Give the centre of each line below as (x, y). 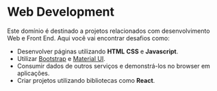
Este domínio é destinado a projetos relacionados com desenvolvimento (108, 31)
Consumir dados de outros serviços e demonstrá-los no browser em (114, 66)
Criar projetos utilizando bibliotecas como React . (86, 80)
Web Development (61, 12)
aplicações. (33, 73)
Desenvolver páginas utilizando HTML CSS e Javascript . (98, 51)
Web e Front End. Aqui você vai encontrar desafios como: (88, 38)
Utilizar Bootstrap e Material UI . (61, 58)
